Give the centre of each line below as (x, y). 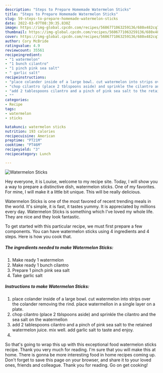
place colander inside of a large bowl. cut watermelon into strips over (81, 299)
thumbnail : (16, 32)
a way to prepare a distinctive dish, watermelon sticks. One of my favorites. (80, 186)
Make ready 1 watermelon (38, 260)
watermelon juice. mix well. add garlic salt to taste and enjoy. (73, 330)
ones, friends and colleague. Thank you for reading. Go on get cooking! (76, 365)
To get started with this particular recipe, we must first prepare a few (74, 226)
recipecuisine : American (30, 136)
